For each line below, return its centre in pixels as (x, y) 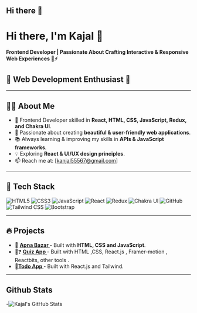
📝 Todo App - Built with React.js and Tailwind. (69, 266)
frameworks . (30, 147)
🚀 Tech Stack (30, 187)
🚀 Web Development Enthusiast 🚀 (68, 79)
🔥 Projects (26, 231)
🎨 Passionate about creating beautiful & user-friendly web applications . (103, 132)
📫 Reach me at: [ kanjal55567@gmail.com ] (66, 160)
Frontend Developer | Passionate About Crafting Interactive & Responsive (97, 52)
